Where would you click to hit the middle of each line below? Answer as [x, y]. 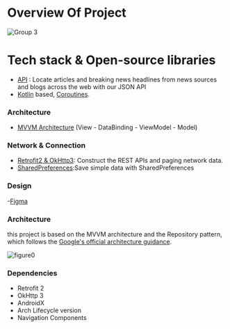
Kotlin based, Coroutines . [54, 94]
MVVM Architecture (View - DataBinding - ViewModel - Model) [107, 127]
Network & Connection [46, 145]
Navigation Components [52, 318]
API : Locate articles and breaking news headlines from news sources [117, 79]
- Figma [17, 201]
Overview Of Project [67, 13]
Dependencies [32, 273]
